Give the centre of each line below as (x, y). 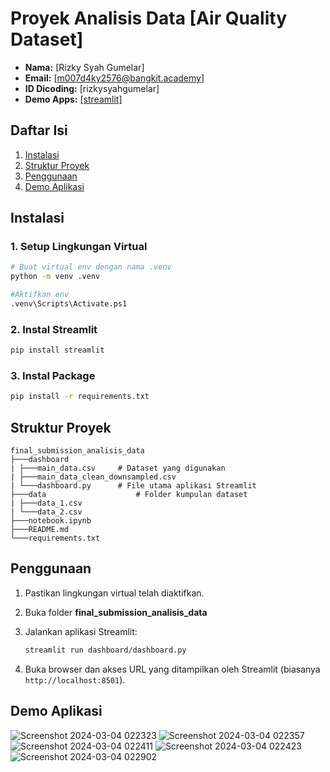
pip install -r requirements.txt (80, 397)
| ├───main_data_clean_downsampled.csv (93, 477)
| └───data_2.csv (46, 512)
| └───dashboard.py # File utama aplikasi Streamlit (133, 486)
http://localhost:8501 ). (75, 679)
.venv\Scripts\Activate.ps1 (69, 304)
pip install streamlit (57, 350)
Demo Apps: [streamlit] (73, 99)
